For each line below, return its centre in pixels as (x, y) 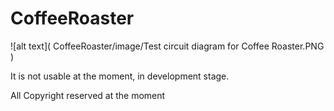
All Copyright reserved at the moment (88, 95)
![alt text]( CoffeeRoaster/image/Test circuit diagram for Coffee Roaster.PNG (167, 46)
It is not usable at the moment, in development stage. (120, 76)
